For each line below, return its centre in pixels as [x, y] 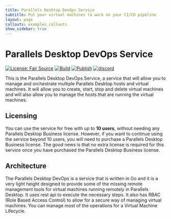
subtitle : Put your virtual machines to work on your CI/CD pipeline [81, 15]
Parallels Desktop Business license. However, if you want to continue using [84, 134]
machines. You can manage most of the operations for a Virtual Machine [81, 205]
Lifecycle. [16, 211]
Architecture [26, 166]
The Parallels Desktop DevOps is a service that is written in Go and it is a [82, 178]
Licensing [21, 116]
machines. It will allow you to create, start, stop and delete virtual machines [84, 89]
